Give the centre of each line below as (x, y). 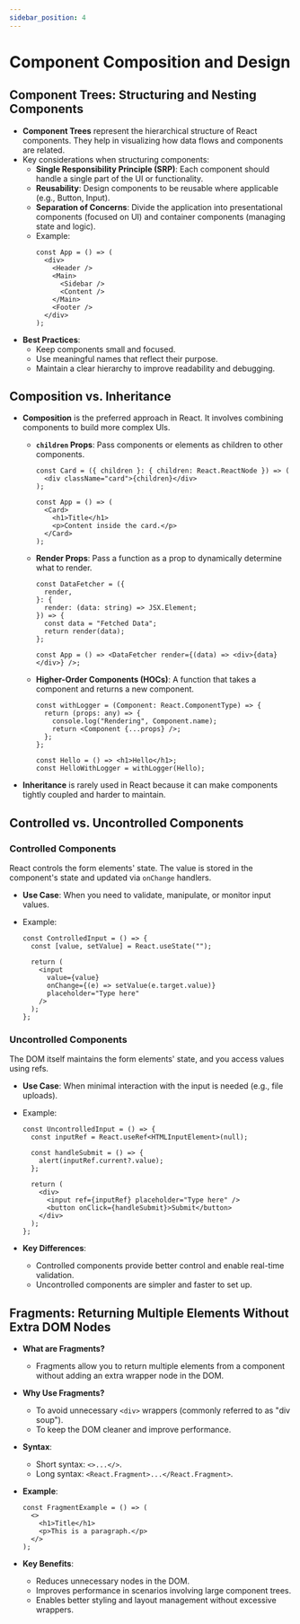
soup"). (49, 1420)
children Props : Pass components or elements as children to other (159, 445)
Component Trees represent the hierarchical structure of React (140, 130)
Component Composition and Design (150, 62)
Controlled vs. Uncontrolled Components (127, 823)
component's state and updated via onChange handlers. (110, 878)
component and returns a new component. (115, 689)
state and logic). (66, 226)
